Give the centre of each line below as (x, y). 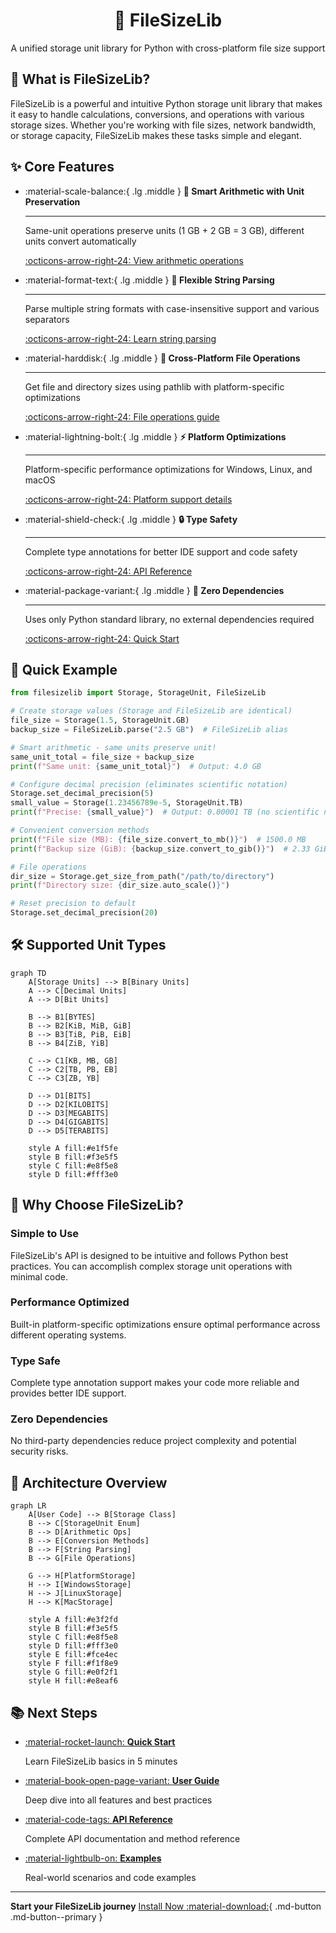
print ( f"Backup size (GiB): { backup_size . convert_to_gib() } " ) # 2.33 (160, 849)
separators (47, 319)
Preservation (52, 201)
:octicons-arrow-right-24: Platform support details (128, 499)
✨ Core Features (62, 167)
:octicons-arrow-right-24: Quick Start (102, 638)
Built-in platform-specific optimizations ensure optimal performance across (165, 1324)
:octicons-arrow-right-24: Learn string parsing (120, 338)
